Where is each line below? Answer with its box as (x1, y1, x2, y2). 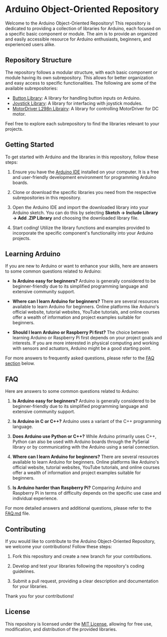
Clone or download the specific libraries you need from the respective (12, 189, 157, 195)
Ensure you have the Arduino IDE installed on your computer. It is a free (12, 169, 159, 175)
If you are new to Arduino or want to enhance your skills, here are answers (5, 263, 158, 269)
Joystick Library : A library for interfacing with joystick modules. (12, 100, 143, 106)
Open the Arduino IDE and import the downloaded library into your (12, 204, 149, 210)
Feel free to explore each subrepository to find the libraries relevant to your (5, 120, 160, 126)
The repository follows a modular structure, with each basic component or (5, 69, 158, 75)
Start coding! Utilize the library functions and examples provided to (12, 225, 151, 231)
